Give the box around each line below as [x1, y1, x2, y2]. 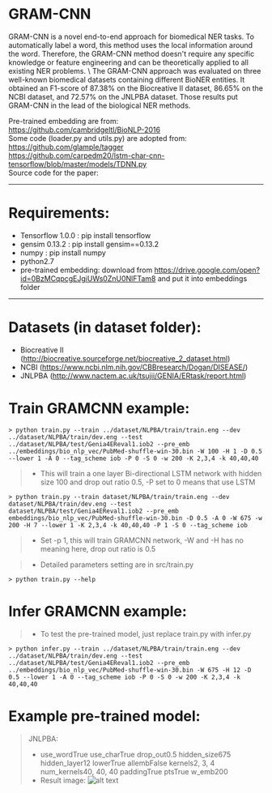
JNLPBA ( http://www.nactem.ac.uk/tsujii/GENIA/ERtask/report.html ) [19, 370, 247, 381]
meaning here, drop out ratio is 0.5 [40, 544, 156, 553]
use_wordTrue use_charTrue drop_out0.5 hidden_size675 [40, 749, 232, 759]
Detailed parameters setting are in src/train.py [40, 560, 194, 569]
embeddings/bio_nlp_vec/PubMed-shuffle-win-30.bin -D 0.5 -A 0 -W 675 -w [8, 514, 263, 522]
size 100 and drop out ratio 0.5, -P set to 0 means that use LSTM [40, 477, 256, 487]
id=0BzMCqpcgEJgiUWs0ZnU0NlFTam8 [19, 273, 156, 284]
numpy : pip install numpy [19, 248, 107, 258]
